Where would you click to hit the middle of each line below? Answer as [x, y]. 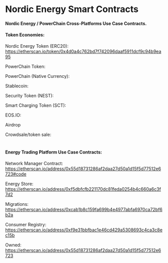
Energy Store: [19, 184]
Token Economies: [25, 35]
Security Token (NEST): [30, 95]
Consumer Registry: [26, 224]
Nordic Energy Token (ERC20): [37, 46]
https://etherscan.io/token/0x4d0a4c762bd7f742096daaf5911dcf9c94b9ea [83, 51]
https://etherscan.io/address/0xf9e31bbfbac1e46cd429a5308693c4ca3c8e [84, 230]
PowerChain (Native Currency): [37, 76]
